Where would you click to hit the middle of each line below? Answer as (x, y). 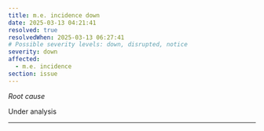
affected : (24, 60)
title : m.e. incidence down (54, 15)
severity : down (33, 52)
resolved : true (33, 30)
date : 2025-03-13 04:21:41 (52, 23)
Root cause (27, 96)
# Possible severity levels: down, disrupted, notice (98, 45)
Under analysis (33, 111)
